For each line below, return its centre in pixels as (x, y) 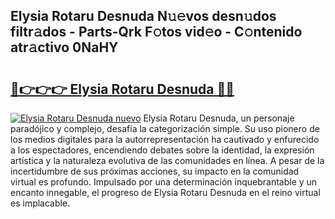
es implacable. (40, 203)
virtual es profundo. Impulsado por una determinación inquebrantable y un (164, 182)
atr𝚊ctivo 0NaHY (64, 47)
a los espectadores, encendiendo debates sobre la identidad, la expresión (162, 150)
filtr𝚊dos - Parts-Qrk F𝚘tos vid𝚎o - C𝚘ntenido (156, 32)
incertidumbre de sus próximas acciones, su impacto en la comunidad (155, 171)
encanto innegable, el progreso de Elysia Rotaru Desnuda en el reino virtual (165, 192)
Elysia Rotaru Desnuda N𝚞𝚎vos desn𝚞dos (143, 16)
